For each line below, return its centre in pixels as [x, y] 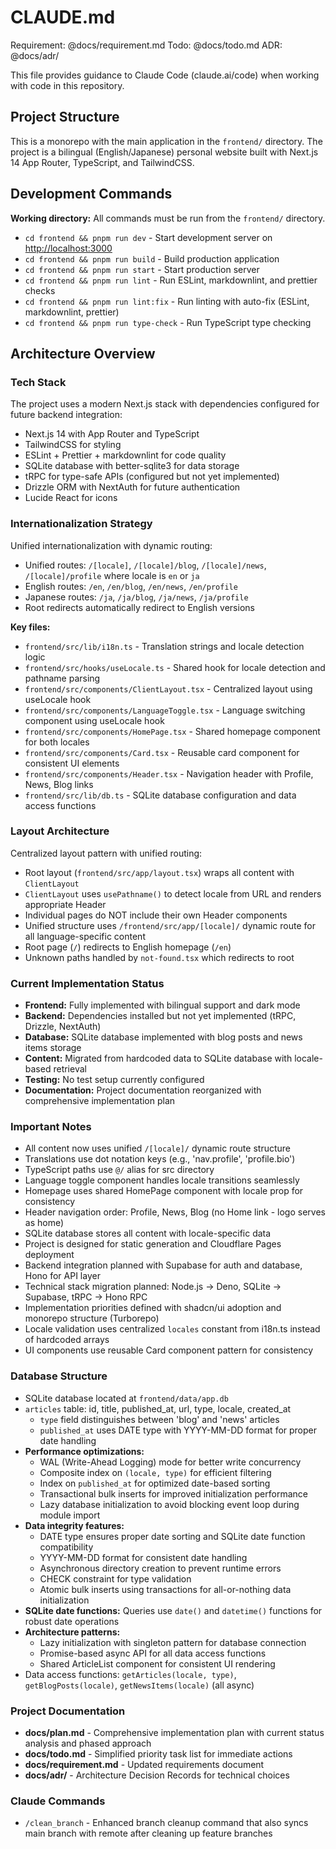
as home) [44, 1223]
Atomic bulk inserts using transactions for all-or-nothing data [165, 1589]
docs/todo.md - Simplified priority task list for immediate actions [158, 1754]
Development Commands [91, 194]
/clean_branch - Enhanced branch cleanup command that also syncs [166, 1823]
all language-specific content [85, 936]
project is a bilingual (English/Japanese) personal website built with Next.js [164, 152]
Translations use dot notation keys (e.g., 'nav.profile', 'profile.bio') [160, 1159]
